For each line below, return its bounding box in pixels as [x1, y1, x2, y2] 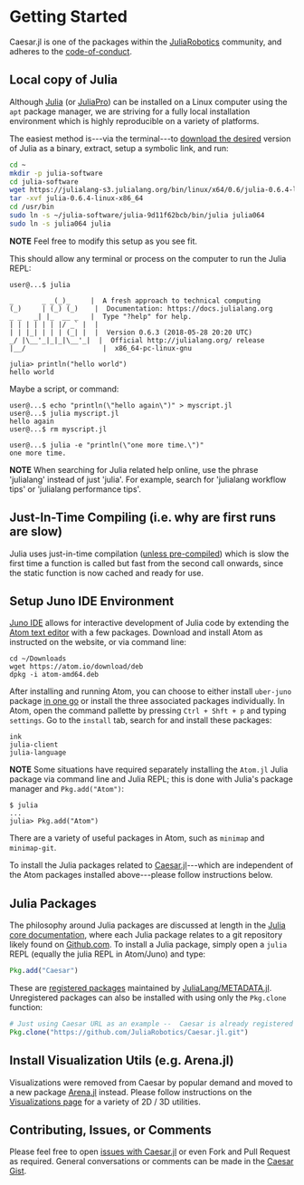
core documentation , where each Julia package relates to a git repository [9, 930, 283, 940]
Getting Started [9, 6, 128, 27]
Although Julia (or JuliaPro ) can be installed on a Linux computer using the [9, 96, 288, 107]
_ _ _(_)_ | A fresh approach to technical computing [9, 296, 261, 305]
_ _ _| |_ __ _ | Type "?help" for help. [9, 312, 193, 321]
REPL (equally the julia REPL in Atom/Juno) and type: [9, 949, 206, 959]
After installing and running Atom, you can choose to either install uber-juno [9, 686, 292, 697]
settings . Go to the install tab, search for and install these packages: [9, 715, 272, 726]
